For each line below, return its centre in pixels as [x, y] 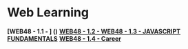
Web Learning [48, 13]
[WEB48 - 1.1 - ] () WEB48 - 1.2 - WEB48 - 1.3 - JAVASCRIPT [94, 31]
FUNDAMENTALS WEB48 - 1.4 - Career [64, 38]
